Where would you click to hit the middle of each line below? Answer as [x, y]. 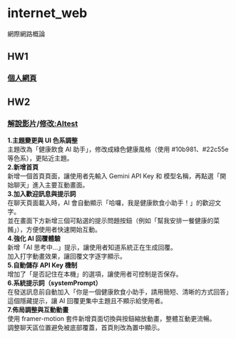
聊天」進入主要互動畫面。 [51, 185]
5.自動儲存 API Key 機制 [42, 265]
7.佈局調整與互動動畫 [38, 309]
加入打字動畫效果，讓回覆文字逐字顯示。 [67, 256]
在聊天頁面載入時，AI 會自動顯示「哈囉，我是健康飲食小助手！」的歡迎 [111, 203]
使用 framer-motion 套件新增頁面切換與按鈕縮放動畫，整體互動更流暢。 [112, 318]
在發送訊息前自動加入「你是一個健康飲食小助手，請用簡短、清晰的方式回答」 [120, 292]
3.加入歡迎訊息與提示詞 [42, 193]
